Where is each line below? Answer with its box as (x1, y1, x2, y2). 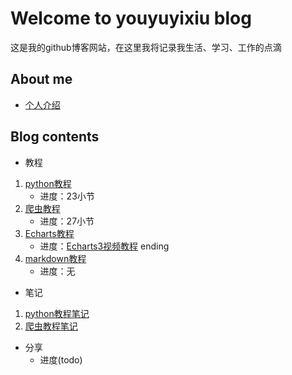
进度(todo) (39, 353, 83, 366)
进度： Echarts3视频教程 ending (39, 240, 170, 252)
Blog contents (10, 128, 100, 146)
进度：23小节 (39, 190, 95, 202)
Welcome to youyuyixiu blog (10, 7, 252, 30)
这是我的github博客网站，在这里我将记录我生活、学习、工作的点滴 (10, 41, 282, 53)
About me (10, 71, 73, 88)
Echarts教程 (24, 227, 75, 239)
